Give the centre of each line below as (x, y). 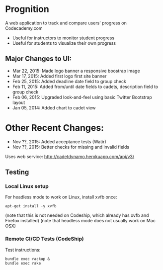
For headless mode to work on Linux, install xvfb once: (61, 197)
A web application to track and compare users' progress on (66, 23)
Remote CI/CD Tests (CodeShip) (44, 239)
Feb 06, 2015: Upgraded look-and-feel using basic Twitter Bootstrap (82, 97)
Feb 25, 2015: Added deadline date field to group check (69, 81)
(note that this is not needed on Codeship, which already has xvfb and (77, 215)
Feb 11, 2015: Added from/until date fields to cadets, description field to (85, 87)
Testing (17, 172)
